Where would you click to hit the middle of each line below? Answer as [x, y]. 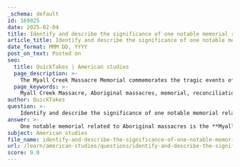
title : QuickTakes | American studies [72, 67]
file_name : [24, 139]
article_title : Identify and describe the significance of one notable [116, 41]
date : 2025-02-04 [33, 27]
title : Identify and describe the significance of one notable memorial [118, 34]
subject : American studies [47, 133]
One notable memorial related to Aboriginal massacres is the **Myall [127, 126]
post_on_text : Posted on [44, 54]
